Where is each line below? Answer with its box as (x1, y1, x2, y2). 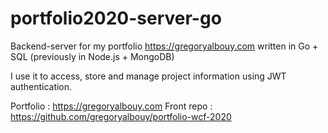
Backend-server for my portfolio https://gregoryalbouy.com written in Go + (10, 40, 319, 52)
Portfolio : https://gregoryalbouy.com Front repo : (10, 100, 213, 112)
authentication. (10, 80, 73, 92)
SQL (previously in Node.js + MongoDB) (10, 50, 175, 62)
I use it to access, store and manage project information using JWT (10, 70, 287, 82)
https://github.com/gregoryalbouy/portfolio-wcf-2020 (10, 110, 232, 122)
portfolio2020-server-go (10, 7, 222, 30)
